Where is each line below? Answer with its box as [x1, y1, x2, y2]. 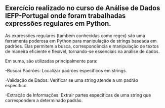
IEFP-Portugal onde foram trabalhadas [5, 12, 126, 20]
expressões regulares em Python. [5, 19, 111, 28]
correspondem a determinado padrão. [5, 97, 83, 103]
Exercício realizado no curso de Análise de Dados [5, 4, 161, 12]
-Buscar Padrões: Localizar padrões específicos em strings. [5, 67, 127, 73]
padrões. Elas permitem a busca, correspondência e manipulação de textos [5, 43, 159, 49]
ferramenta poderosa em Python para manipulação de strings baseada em [5, 38, 157, 44]
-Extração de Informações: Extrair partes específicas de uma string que [5, 92, 152, 98]
